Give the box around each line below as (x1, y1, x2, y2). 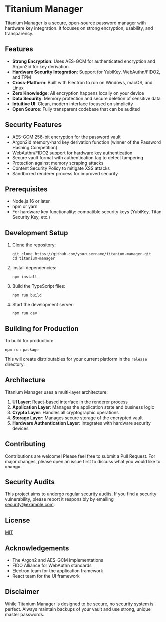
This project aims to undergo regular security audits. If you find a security (5, 491, 157, 497)
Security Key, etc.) (12, 214, 51, 220)
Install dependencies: (12, 265, 57, 271)
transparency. (5, 30, 34, 36)
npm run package (5, 347, 39, 352)
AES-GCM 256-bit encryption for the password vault (12, 134, 121, 140)
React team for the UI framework (12, 573, 80, 579)
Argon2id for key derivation (12, 63, 69, 69)
